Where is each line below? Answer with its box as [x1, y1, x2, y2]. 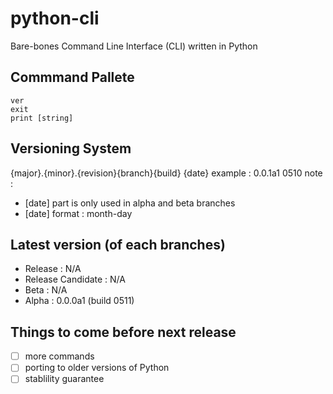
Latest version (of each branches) [10, 236, 226, 253]
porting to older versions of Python [24, 362, 170, 374]
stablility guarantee [24, 373, 105, 385]
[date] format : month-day [24, 207, 133, 219]
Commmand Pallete [10, 69, 135, 86]
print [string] [10, 113, 74, 123]
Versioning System [10, 140, 132, 157]
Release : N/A [24, 263, 82, 275]
